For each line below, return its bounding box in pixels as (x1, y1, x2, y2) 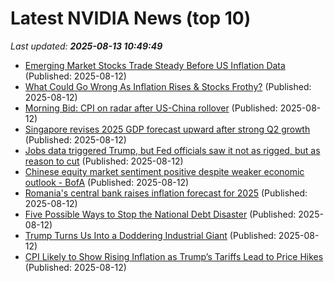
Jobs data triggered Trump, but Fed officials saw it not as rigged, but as (24, 144, 321, 156)
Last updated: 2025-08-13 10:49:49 (10, 40, 163, 52)
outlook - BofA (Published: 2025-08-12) (24, 176, 190, 188)
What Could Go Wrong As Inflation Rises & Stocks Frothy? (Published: (24, 80, 312, 92)
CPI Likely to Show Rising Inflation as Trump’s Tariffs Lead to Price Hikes (24, 250, 324, 262)
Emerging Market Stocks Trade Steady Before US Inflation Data (24, 59, 286, 71)
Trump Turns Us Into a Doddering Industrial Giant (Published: (24, 229, 277, 241)
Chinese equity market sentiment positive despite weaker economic (24, 165, 305, 177)
